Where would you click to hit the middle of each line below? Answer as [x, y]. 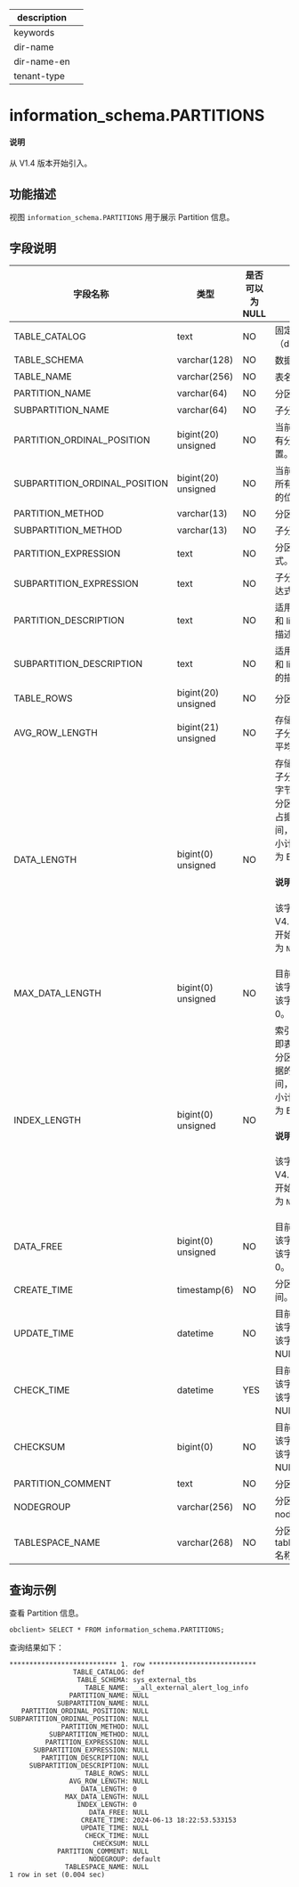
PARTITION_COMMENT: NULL [103, 1851]
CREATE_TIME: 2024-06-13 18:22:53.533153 [159, 1820]
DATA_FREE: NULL [119, 1813]
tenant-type [39, 76]
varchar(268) [205, 1542]
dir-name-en [42, 61]
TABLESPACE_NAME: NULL [107, 1867]
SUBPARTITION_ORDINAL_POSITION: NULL [79, 1719]
